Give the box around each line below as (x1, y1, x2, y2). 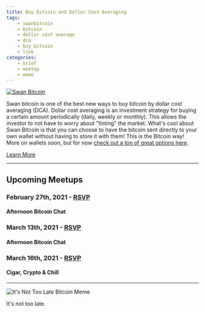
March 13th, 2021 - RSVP (6, 223, 81, 232)
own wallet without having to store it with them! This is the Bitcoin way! (6, 133, 185, 140)
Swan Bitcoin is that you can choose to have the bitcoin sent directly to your (6, 126, 197, 133)
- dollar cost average (17, 32, 75, 38)
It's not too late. (6, 300, 46, 307)
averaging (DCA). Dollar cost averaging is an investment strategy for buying (6, 106, 196, 114)
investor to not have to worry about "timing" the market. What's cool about (6, 120, 194, 127)
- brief (17, 60, 37, 66)
